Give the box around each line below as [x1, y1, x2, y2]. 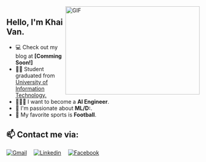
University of [15, 78, 48, 85]
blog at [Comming [15, 52, 63, 60]
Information [15, 85, 45, 92]
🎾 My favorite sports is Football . [15, 110, 97, 118]
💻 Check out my [15, 43, 58, 51]
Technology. [15, 91, 47, 99]
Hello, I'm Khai [6, 17, 63, 28]
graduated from [15, 72, 55, 79]
